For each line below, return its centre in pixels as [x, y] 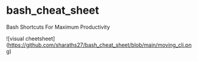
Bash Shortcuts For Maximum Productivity [58, 27]
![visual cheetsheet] [31, 38]
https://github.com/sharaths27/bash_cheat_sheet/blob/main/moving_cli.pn [100, 45]
